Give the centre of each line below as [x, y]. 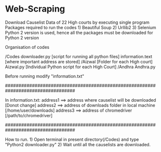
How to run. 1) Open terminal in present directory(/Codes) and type [72, 139]
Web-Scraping [35, 9]
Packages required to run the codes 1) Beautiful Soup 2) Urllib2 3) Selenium [81, 27]
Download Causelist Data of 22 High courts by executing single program [77, 22]
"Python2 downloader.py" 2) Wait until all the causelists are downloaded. [78, 144]
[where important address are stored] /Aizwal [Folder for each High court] [79, 61]
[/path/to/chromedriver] [29, 115]
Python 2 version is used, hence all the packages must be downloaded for [79, 32]
